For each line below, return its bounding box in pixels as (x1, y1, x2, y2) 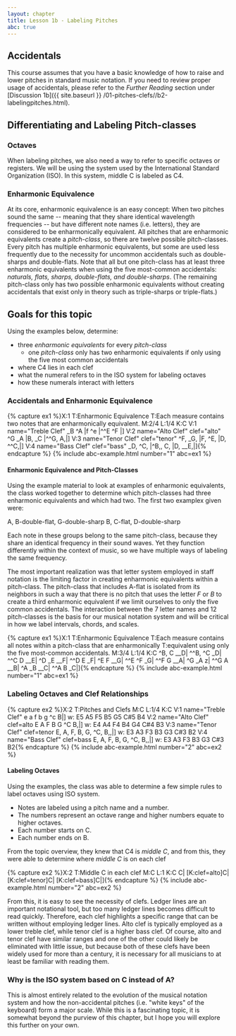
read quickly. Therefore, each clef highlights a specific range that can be (7, 912, 218, 920)
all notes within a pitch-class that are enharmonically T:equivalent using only (7, 641, 230, 650)
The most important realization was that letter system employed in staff (7, 567, 214, 576)
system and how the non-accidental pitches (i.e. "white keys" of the (7, 999, 204, 1007)
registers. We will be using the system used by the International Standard (7, 163, 220, 172)
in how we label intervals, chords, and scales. (7, 620, 139, 629)
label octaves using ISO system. (7, 789, 100, 798)
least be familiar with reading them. (7, 957, 110, 965)
